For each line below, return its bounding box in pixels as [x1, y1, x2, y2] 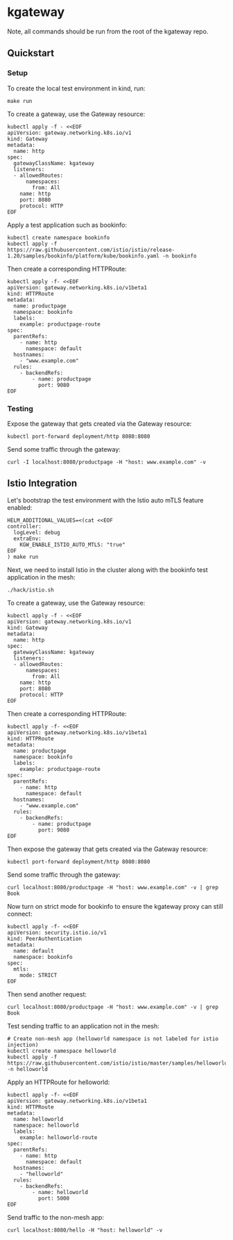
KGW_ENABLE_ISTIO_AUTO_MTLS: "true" [19, 541, 126, 548]
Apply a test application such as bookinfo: [7, 221, 127, 229]
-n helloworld [7, 1065, 49, 1072]
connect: [7, 909, 33, 918]
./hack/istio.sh [7, 586, 54, 594]
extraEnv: [13, 535, 42, 542]
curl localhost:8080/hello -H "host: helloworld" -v [7, 1226, 163, 1234]
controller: [7, 523, 42, 530]
